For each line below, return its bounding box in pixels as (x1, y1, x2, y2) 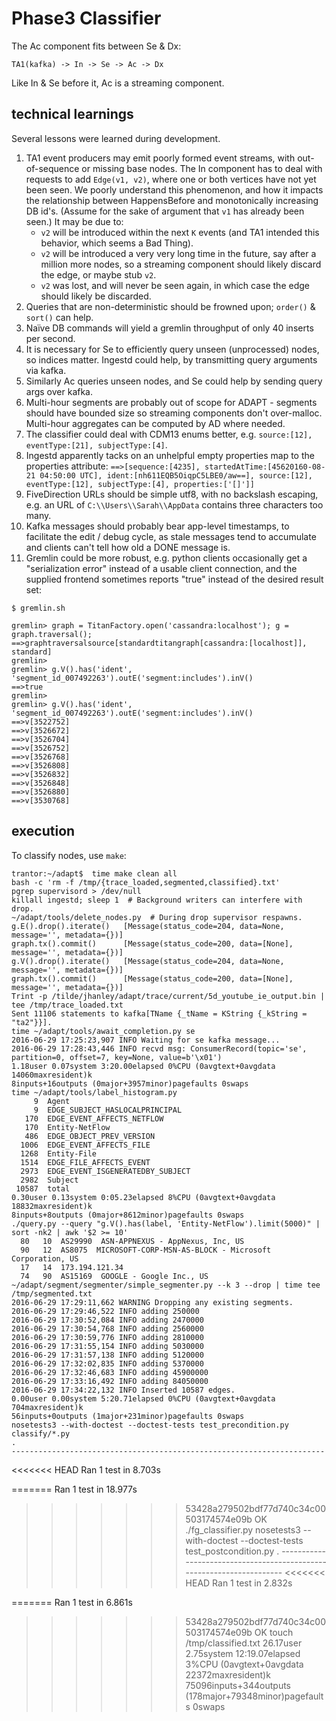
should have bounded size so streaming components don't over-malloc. (25, 407, 323, 419)
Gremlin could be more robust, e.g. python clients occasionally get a (25, 552, 308, 564)
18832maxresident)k (11, 1201, 93, 1211)
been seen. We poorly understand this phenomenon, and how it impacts (25, 183, 324, 196)
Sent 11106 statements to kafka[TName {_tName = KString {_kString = (11, 1008, 308, 1019)
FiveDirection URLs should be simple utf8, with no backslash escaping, (25, 488, 319, 500)
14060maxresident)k (11, 1070, 93, 1080)
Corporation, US (11, 1253, 79, 1264)
